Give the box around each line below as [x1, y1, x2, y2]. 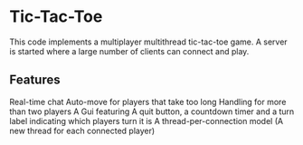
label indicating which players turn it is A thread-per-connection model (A [9, 115, 283, 126]
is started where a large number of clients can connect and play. [9, 45, 250, 56]
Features [9, 72, 61, 88]
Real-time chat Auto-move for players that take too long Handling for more [9, 96, 287, 107]
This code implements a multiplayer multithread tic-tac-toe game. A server [9, 36, 288, 47]
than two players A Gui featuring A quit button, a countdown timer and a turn [9, 106, 295, 117]
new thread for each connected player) [9, 125, 156, 136]
